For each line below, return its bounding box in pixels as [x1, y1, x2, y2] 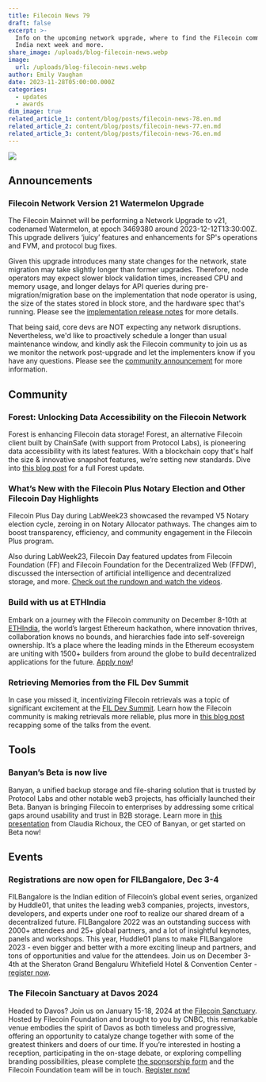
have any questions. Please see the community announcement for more [8, 356, 243, 366]
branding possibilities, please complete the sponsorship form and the [8, 1057, 234, 1066]
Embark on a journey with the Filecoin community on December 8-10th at [8, 614, 247, 624]
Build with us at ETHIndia [8, 597, 107, 608]
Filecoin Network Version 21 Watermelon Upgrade [8, 198, 204, 209]
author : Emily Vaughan [8, 71, 83, 79]
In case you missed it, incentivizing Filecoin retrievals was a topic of [8, 695, 230, 704]
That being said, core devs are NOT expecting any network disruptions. [8, 322, 241, 332]
